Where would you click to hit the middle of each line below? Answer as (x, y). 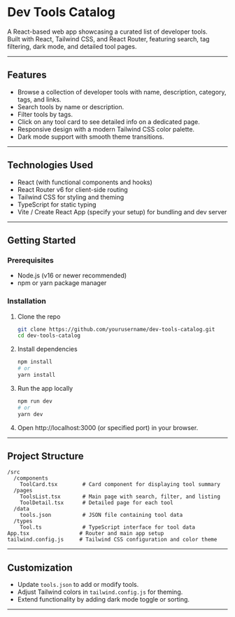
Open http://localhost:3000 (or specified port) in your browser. (108, 427)
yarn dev (30, 414)
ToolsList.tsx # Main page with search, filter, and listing (120, 497)
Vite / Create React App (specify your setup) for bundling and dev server (122, 212)
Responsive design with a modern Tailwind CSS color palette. (106, 129)
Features (27, 75)
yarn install (36, 375)
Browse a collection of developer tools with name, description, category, (122, 92)
